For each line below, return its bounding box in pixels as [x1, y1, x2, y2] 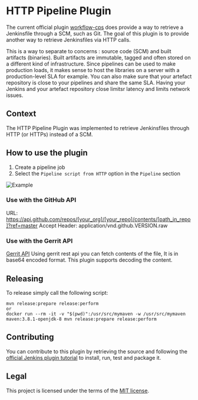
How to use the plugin [6, 148, 88, 158]
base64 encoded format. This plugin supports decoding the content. [6, 256, 173, 264]
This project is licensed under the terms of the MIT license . [6, 387, 149, 394]
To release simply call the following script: [6, 289, 108, 296]
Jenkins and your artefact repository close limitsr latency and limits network [6, 85, 190, 92]
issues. [6, 92, 24, 99]
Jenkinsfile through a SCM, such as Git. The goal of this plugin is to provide [6, 30, 190, 37]
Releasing [6, 274, 44, 284]
